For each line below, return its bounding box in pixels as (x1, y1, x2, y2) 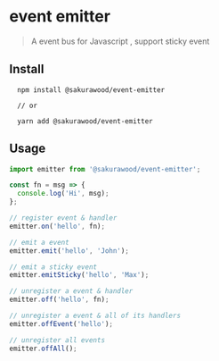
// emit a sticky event (9, 262, 98, 272)
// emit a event (9, 238, 69, 247)
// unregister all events (9, 335, 105, 345)
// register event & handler (9, 214, 118, 222)
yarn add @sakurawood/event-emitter (17, 116, 153, 126)
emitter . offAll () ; (9, 344, 77, 353)
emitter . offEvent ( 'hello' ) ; (9, 319, 114, 328)
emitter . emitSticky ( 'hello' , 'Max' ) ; (9, 271, 150, 280)
